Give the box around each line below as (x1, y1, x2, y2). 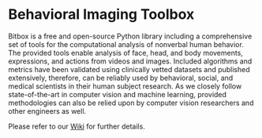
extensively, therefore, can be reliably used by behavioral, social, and (8, 73, 234, 82)
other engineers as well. (8, 106, 87, 115)
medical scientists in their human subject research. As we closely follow (8, 81, 242, 91)
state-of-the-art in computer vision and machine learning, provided (8, 89, 227, 99)
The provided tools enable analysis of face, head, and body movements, (8, 48, 243, 57)
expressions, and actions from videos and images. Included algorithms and (8, 56, 253, 66)
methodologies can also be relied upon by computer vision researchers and (8, 98, 254, 107)
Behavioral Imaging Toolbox (8, 5, 195, 24)
